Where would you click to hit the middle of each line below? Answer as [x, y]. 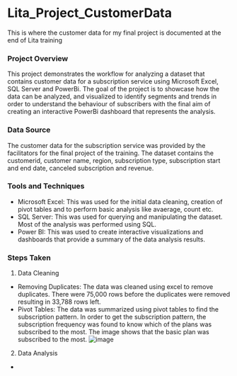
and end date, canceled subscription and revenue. [81, 168]
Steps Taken [29, 258]
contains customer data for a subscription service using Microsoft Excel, [113, 81]
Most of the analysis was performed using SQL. [87, 224]
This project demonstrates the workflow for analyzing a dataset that [106, 74]
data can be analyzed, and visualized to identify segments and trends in [112, 96]
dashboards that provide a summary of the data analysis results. [111, 239]
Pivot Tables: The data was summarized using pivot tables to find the [118, 309]
